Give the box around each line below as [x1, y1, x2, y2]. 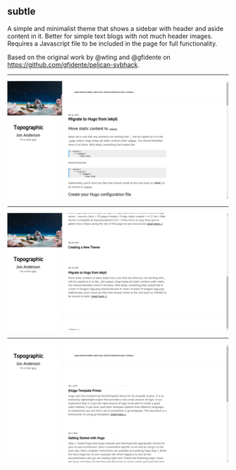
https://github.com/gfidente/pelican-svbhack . [7, 60, 140, 69]
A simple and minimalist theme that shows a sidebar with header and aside [7, 24, 223, 32]
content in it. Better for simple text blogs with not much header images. [7, 32, 213, 40]
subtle [7, 6, 37, 18]
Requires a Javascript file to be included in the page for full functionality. [7, 39, 218, 48]
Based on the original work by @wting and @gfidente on [7, 53, 171, 61]
